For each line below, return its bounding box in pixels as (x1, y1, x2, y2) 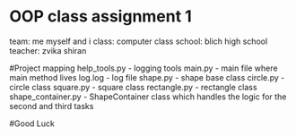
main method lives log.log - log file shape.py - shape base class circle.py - (9, 72, 285, 82)
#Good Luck (9, 118, 56, 129)
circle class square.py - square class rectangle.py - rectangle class (9, 81, 257, 92)
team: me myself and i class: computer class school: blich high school (9, 36, 268, 47)
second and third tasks (9, 100, 94, 111)
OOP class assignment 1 (9, 6, 193, 27)
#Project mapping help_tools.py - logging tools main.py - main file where (9, 63, 278, 73)
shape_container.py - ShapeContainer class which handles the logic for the (9, 91, 287, 102)
